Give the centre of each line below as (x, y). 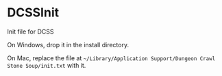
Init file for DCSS (30, 31)
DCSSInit (33, 13)
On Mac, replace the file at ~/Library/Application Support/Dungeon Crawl (111, 58)
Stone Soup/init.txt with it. (47, 65)
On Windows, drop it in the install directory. (68, 45)
